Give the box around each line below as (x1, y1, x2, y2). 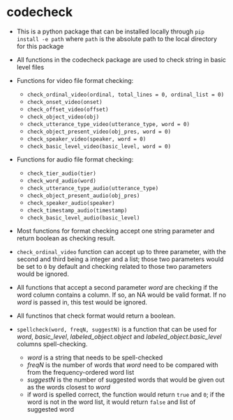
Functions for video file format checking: (16, 76, 134, 84)
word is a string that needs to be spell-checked (27, 353, 163, 361)
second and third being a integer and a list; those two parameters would (16, 255, 224, 263)
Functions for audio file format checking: (16, 155, 134, 164)
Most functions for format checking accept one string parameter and (16, 226, 215, 235)
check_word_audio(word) (27, 177, 97, 185)
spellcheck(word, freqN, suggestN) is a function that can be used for (16, 325, 217, 333)
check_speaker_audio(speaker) (27, 199, 116, 206)
